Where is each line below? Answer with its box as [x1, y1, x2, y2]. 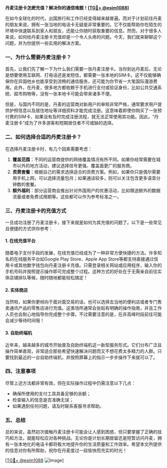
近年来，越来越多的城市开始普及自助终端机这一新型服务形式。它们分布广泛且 [5, 342, 162, 348]
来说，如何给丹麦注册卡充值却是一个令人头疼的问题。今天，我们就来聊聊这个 [5, 34, 162, 40]
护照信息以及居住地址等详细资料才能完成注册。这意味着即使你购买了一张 [9, 108, 158, 114]
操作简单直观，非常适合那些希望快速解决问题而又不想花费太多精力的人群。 [5, 348, 158, 354]
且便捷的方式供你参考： [5, 225, 53, 231]
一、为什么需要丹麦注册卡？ [5, 54, 72, 61]
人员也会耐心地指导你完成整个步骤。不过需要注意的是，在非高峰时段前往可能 [5, 311, 162, 317]
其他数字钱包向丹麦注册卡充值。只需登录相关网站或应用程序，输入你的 [18, 263, 162, 268]
